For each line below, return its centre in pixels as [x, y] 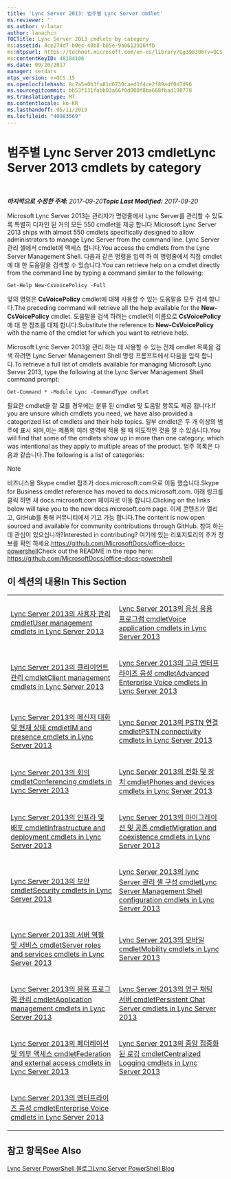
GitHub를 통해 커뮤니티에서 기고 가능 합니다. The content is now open [110, 517]
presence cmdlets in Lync [52, 737]
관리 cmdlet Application [55, 1000]
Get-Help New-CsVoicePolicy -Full [57, 285]
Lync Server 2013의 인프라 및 [57, 817]
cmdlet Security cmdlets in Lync [61, 890]
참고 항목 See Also [44, 1150]
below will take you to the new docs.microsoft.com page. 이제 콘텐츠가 [106, 509]
